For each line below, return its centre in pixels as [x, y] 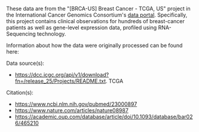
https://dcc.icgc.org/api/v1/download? [62, 75]
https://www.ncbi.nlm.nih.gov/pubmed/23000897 [76, 104]
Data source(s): [25, 63]
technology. [51, 34]
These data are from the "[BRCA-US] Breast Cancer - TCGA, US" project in [99, 9]
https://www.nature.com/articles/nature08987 [71, 110]
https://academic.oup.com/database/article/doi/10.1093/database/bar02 [104, 117]
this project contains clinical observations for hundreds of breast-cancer [96, 21]
